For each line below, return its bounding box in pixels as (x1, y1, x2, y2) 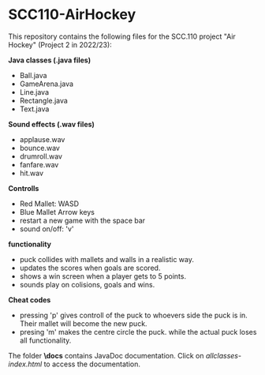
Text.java (19, 104, 50, 114)
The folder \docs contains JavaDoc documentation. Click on (8, 351, 204, 360)
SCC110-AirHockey (8, 6, 136, 24)
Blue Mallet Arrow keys (19, 207, 95, 216)
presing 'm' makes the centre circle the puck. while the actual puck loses (19, 327, 257, 336)
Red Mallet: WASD (19, 199, 80, 208)
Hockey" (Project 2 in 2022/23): (8, 39, 112, 49)
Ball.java (19, 70, 47, 80)
